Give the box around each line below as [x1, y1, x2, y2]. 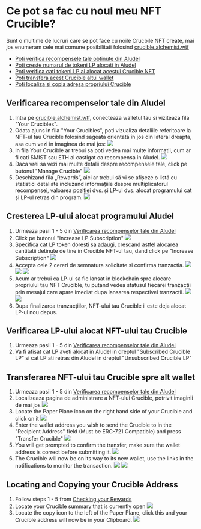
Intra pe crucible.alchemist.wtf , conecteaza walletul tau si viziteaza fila [14, 114, 190, 121]
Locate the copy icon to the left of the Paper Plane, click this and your [14, 509, 188, 516]
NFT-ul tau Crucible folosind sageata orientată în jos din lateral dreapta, [14, 133, 192, 140]
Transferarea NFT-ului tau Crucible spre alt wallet [6, 372, 196, 382]
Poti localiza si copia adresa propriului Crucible [14, 80, 131, 88]
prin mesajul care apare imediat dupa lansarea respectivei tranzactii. [14, 288, 184, 295]
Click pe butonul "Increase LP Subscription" [14, 234, 124, 241]
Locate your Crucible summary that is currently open [14, 503, 146, 510]
